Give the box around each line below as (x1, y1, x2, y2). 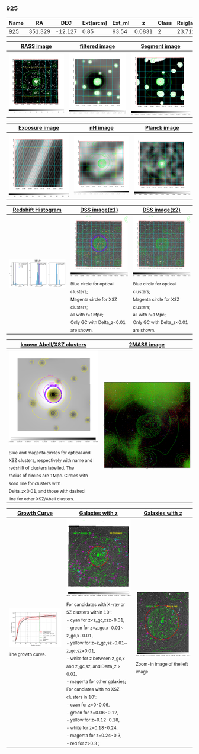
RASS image (20, 43, 52, 50)
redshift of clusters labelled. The (8, 465, 75, 471)
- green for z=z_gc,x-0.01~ (66, 625, 124, 631)
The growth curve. (8, 652, 46, 657)
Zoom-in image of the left (135, 661, 188, 667)
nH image (89, 124, 114, 131)
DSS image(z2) (142, 206, 181, 214)
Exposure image (18, 124, 59, 131)
